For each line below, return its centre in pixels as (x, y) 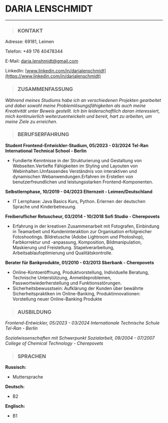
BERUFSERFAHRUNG (43, 135)
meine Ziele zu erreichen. (31, 122)
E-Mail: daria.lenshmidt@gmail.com (42, 61)
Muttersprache (28, 377)
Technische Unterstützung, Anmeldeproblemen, (62, 277)
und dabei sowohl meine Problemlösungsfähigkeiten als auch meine (75, 105)
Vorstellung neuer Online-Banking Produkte (57, 299)
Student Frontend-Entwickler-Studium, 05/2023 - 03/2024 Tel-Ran (77, 145)
